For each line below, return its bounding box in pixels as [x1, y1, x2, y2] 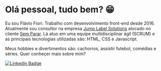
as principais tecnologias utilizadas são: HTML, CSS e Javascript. [5, 36, 138, 42]
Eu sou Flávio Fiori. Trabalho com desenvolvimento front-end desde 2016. [5, 20, 155, 26]
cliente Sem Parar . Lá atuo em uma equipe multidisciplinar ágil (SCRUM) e [5, 31, 155, 36]
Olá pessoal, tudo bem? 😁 [5, 4, 115, 15]
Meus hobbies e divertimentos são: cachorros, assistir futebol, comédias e [5, 45, 157, 51]
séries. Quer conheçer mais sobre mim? [5, 51, 86, 57]
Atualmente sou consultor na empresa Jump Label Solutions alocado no [5, 25, 151, 31]
